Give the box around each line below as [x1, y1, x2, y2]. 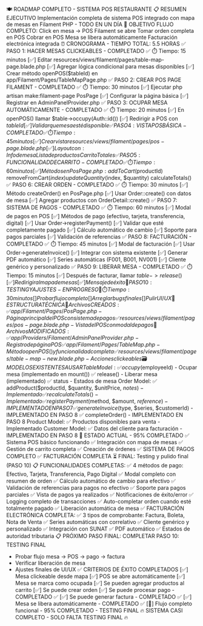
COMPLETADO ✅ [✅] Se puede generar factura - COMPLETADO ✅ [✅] [15, 593, 192, 600]
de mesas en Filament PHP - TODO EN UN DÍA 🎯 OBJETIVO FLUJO [6, 21, 174, 28]
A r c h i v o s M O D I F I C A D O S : [6, 328, 70, 335]
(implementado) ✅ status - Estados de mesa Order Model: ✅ [6, 377, 158, 385]
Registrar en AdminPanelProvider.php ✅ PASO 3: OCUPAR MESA [6, 99, 168, 106]
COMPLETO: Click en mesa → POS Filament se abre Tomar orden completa [6, 27, 195, 34]
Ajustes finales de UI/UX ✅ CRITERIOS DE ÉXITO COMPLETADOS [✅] [15, 566, 189, 573]
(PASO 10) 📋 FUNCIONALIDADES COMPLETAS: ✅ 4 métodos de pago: [6, 462, 184, 469]
